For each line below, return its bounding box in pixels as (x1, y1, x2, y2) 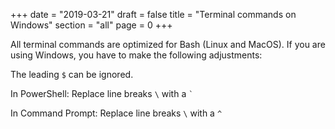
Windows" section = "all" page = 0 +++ (10, 19, 173, 31)
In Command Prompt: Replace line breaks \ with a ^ (10, 107, 223, 119)
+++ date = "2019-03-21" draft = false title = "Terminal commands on (10, 9, 297, 20)
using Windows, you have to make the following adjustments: (10, 49, 263, 61)
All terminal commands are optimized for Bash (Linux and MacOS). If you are (10, 39, 326, 50)
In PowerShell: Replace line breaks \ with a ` (10, 88, 194, 99)
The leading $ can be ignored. (10, 69, 134, 80)
